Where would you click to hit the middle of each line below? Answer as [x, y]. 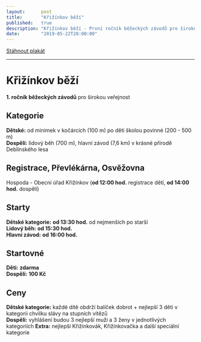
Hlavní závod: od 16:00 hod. [42, 235]
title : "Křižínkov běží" [45, 17]
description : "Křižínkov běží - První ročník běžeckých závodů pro [92, 28]
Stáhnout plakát [26, 51]
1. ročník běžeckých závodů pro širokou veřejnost [68, 97]
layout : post [29, 12]
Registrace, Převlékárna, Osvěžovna [75, 168]
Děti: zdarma [23, 268]
